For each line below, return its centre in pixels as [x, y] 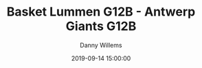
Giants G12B [101, 26]
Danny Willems [101, 45]
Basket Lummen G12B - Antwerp [101, 12]
